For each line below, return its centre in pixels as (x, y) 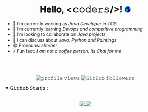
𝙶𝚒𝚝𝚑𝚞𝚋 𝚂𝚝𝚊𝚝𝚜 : (29, 88)
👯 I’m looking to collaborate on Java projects (59, 34)
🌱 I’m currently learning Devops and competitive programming (78, 29)
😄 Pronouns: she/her (35, 45)
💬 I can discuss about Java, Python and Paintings (64, 40)
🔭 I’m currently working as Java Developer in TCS (64, 23)
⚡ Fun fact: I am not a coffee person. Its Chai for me (67, 51)
